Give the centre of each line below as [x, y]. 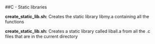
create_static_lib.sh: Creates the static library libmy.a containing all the [77, 16]
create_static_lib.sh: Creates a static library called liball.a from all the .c [78, 31]
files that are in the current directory [42, 36]
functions [15, 22]
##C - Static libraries [26, 7]
